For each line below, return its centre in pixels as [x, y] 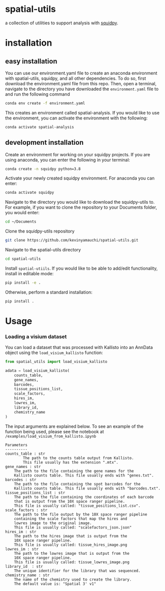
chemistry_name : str [27, 575]
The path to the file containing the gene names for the [74, 471]
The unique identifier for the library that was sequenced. [77, 571]
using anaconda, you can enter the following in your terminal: [68, 160]
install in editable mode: [29, 273]
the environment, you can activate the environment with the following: [76, 118]
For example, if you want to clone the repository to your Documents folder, [81, 207]
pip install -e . [23, 283]
